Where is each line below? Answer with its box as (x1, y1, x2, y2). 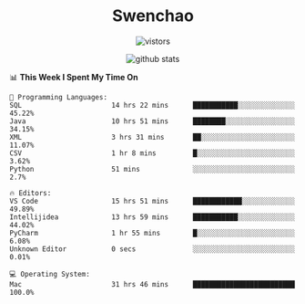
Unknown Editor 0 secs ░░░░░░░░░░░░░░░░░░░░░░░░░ (9, 244, 296, 254)
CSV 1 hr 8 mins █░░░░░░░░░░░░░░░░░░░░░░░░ (9, 148, 296, 158)
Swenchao (112, 5, 194, 26)
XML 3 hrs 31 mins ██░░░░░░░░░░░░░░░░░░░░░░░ (9, 132, 296, 142)
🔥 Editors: (9, 188, 52, 197)
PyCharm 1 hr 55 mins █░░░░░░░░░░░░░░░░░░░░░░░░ (9, 228, 296, 237)
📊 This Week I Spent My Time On (9, 71, 138, 82)
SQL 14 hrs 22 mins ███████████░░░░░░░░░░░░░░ (9, 100, 296, 110)
